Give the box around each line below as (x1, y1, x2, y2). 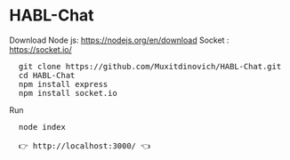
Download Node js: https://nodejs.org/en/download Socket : (9, 35, 230, 45)
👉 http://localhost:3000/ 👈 (18, 140, 151, 151)
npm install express (18, 79, 109, 89)
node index (18, 122, 67, 132)
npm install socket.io (18, 88, 117, 98)
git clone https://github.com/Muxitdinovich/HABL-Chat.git (18, 61, 282, 71)
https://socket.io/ (9, 44, 73, 54)
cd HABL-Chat (18, 70, 76, 80)
